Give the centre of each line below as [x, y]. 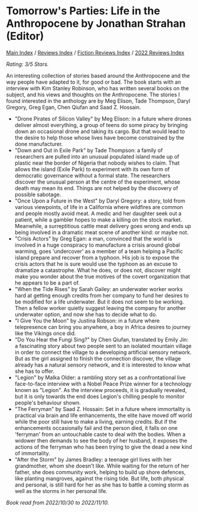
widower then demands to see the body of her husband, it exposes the [101, 440]
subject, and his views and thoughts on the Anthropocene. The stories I [93, 94]
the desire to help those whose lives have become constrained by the [99, 137]
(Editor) [25, 36]
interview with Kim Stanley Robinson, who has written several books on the [98, 88]
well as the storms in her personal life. [61, 491]
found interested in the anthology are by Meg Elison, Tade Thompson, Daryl [98, 101]
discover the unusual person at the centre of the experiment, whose [97, 182]
